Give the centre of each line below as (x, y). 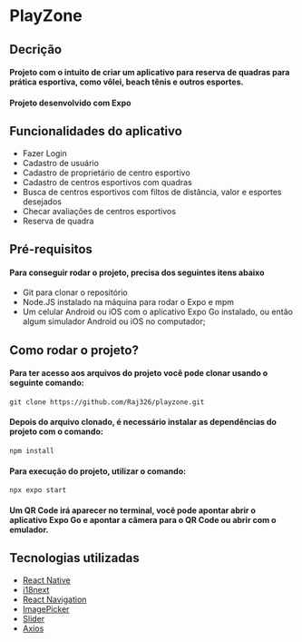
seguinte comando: (47, 383)
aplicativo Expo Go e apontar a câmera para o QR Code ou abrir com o (143, 519)
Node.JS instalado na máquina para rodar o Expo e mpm (128, 302)
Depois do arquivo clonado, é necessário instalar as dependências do (143, 422)
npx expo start (38, 490)
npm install (32, 450)
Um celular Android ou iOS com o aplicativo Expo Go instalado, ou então (157, 312)
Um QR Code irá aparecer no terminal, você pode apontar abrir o (133, 510)
